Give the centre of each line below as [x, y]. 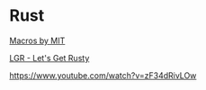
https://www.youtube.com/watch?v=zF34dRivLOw [103, 75]
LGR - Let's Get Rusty [49, 58]
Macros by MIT [37, 40]
